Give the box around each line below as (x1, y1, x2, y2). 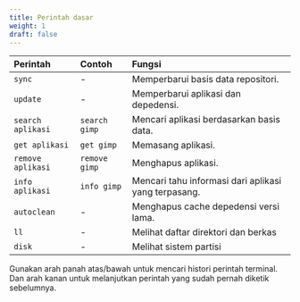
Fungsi (131, 58, 162, 71)
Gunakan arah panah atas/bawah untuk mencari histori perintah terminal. (9, 264, 279, 274)
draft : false (9, 29, 58, 38)
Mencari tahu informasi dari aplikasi (131, 175, 282, 188)
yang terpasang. (131, 186, 201, 198)
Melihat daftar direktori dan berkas (131, 226, 277, 239)
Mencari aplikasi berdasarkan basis (131, 113, 281, 126)
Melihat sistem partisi (131, 240, 221, 253)
